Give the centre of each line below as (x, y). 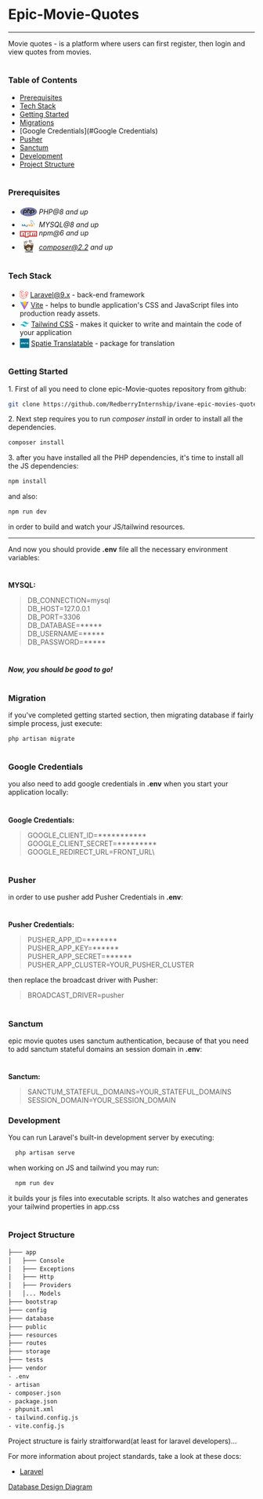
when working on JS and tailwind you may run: (83, 1168)
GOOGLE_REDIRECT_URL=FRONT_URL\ (91, 852)
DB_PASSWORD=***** (67, 642)
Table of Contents (43, 80)
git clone (24, 404)
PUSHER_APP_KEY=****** (73, 948)
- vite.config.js (36, 1426)
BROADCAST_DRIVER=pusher (76, 995)
